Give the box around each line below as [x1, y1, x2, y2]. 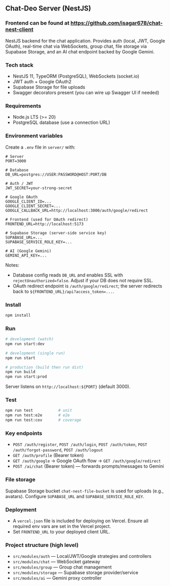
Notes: [5, 262, 20, 268]
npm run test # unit [5, 408, 72, 413]
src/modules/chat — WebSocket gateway [12, 559, 101, 565]
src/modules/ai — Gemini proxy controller [12, 575, 102, 581]
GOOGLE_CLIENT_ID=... [5, 199, 52, 204]
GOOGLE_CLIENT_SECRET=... [5, 203, 61, 209]
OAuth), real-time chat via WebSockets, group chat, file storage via [5, 43, 147, 49]
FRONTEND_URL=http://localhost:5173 [5, 221, 84, 227]
